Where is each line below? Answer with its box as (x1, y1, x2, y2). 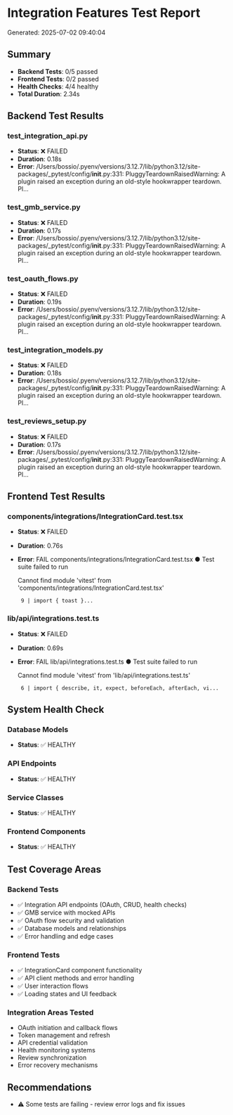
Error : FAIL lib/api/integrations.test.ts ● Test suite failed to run (17, 657, 198, 666)
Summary (7, 49, 51, 60)
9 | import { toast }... (20, 598, 93, 605)
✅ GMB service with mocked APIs (17, 908, 116, 917)
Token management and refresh (17, 1031, 110, 1040)
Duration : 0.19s (17, 297, 62, 307)
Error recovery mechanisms (17, 1061, 98, 1069)
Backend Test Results (7, 110, 104, 122)
